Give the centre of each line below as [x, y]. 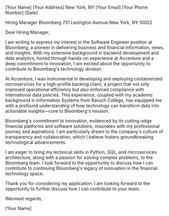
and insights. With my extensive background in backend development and [82, 53]
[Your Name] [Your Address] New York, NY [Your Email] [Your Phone [76, 7]
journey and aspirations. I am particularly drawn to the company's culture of [84, 132]
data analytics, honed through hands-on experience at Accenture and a [79, 58]
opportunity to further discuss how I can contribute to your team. [73, 189]
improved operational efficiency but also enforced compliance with [75, 90]
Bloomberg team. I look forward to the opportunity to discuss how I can [79, 163]
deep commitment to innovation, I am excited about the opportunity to [78, 63]
